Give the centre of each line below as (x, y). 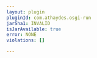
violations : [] (26, 40)
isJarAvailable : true (34, 29)
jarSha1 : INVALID (28, 23)
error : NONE (21, 35)
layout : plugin (26, 12)
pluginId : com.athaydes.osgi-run (49, 18)
